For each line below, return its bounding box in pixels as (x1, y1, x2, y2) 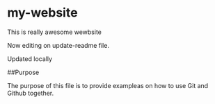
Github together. (7, 89, 54, 97)
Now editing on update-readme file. (7, 41, 110, 49)
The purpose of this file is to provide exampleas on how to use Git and (7, 81, 209, 89)
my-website (7, 5, 78, 21)
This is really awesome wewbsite (7, 28, 102, 36)
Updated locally (7, 54, 53, 63)
